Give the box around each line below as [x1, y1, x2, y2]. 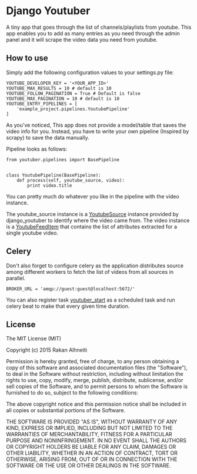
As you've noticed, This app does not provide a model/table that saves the [6, 121, 186, 128]
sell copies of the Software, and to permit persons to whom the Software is [6, 383, 188, 390]
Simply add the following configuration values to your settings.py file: [6, 69, 174, 76]
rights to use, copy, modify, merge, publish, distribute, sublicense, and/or [6, 377, 183, 384]
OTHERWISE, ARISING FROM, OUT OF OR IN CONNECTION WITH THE [6, 456, 178, 463]
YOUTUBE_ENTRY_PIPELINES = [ [6, 101, 78, 107]
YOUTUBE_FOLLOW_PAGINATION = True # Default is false [6, 90, 141, 97]
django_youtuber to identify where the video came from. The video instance [6, 217, 190, 224]
